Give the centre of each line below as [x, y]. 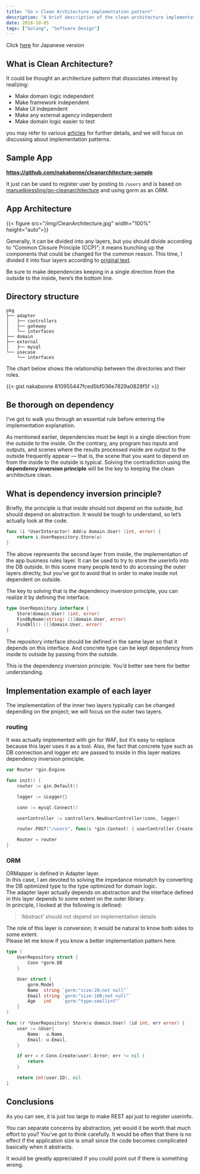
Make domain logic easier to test [55, 121]
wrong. [15, 1164]
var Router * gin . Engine [36, 770]
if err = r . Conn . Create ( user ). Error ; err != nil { [81, 1056]
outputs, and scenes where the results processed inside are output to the [96, 449]
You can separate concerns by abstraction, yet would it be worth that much [99, 1128]
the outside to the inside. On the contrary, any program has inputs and [92, 444]
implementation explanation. [41, 426]
